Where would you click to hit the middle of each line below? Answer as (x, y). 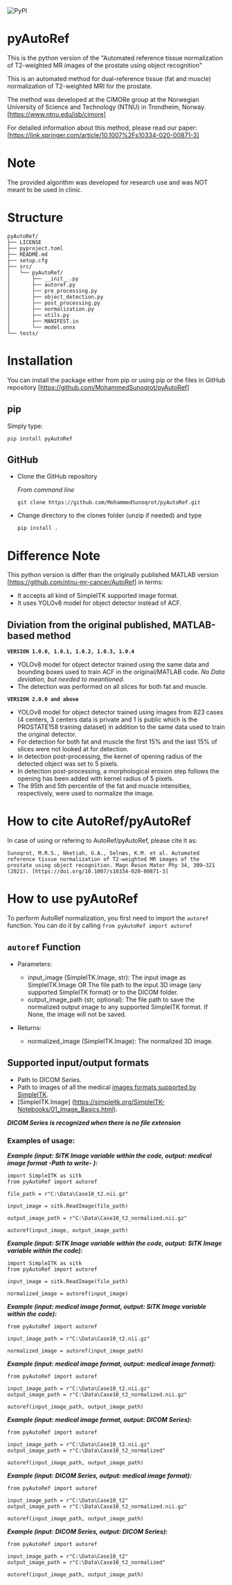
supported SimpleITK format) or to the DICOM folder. (103, 992)
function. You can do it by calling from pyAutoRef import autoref (100, 925)
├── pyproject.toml (35, 248)
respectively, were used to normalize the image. (86, 794)
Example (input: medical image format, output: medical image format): (111, 1364)
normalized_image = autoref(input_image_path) (75, 1351)
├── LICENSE (24, 242)
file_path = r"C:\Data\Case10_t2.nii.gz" (68, 1194)
